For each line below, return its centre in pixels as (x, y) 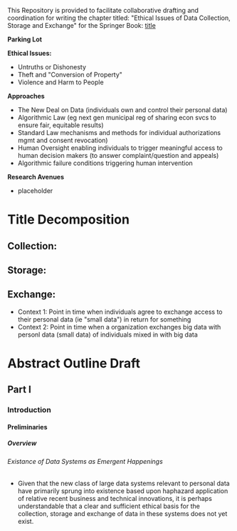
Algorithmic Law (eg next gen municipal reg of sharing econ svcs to (117, 118)
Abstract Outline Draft (74, 363)
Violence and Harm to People (61, 82)
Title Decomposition (69, 220)
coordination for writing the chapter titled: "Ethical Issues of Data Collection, (119, 18)
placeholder (35, 191)
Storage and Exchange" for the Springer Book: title (82, 25)
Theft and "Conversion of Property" (70, 75)
